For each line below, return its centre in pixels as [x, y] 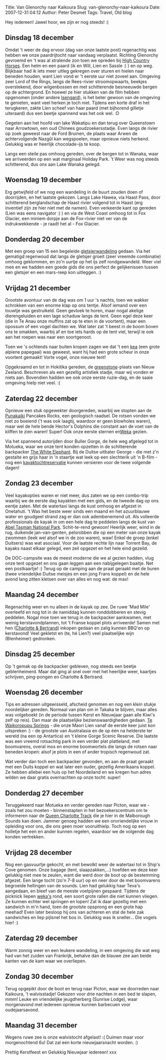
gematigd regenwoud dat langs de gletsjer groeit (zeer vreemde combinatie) [83, 256]
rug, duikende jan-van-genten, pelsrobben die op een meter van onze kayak [83, 532]
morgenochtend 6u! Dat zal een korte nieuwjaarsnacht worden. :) [72, 1043]
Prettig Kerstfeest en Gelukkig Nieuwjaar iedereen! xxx [61, 1052]
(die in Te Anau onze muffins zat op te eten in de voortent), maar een [76, 321]
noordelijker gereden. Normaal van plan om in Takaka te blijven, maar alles [81, 709]
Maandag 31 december [41, 1025]
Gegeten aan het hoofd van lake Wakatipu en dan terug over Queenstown [80, 123]
